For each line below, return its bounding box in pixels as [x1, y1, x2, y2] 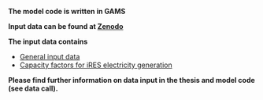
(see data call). [8, 84, 59, 93]
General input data [19, 52, 80, 61]
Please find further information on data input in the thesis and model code [8, 76, 256, 84]
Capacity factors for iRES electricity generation [19, 60, 172, 70]
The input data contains [8, 37, 88, 46]
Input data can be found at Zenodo [8, 22, 124, 30]
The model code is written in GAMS [8, 7, 126, 16]
